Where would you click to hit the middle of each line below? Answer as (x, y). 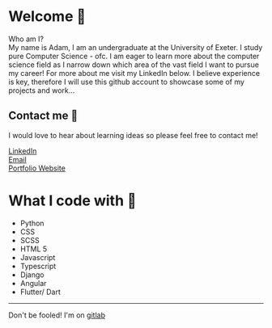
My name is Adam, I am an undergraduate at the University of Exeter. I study (136, 47)
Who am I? (26, 39)
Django (32, 275)
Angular (33, 283)
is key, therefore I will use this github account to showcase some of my (127, 82)
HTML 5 (34, 249)
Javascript (38, 257)
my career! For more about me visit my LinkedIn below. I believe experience (134, 73)
